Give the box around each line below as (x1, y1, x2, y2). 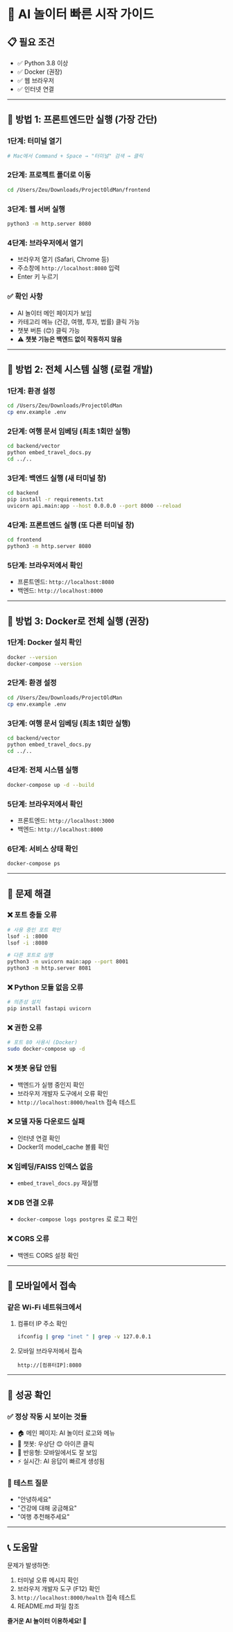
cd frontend (7, 536, 42, 544)
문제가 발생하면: (7, 1561, 51, 1569)
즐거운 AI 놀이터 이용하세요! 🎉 (7, 1617, 87, 1625)
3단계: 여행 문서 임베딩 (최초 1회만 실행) (7, 718, 131, 728)
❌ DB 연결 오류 (7, 1198, 54, 1208)
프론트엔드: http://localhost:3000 (17, 817, 114, 824)
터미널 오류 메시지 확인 (17, 1576, 79, 1584)
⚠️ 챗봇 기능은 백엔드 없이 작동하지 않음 (17, 335, 123, 343)
